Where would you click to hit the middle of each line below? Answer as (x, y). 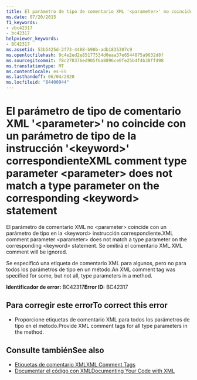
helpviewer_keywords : (33, 39)
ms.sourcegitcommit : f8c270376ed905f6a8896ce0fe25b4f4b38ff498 (85, 60)
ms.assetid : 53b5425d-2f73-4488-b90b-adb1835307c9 (69, 50)
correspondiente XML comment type (96, 161)
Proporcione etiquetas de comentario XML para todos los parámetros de (102, 319)
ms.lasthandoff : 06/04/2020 (40, 77)
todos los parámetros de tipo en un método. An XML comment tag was (91, 269)
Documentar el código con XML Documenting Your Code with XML (95, 371)
